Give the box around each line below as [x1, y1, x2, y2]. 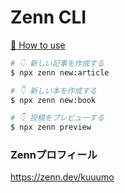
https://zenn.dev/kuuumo [10, 171, 115, 183]
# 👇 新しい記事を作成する [10, 58, 105, 68]
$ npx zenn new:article [10, 67, 110, 78]
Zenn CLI [10, 6, 87, 29]
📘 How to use [10, 39, 66, 51]
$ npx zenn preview [10, 122, 92, 133]
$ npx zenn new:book [10, 95, 97, 105]
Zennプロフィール [10, 148, 98, 162]
